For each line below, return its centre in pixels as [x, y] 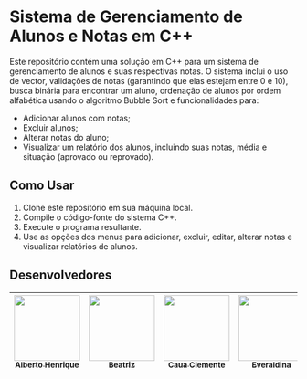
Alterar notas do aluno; [66, 137]
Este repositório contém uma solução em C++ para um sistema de [134, 61]
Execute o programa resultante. [82, 226]
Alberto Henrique [47, 365]
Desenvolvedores [61, 275]
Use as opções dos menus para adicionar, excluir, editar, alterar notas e [157, 237]
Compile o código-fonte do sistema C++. [100, 217]
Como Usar [42, 186]
